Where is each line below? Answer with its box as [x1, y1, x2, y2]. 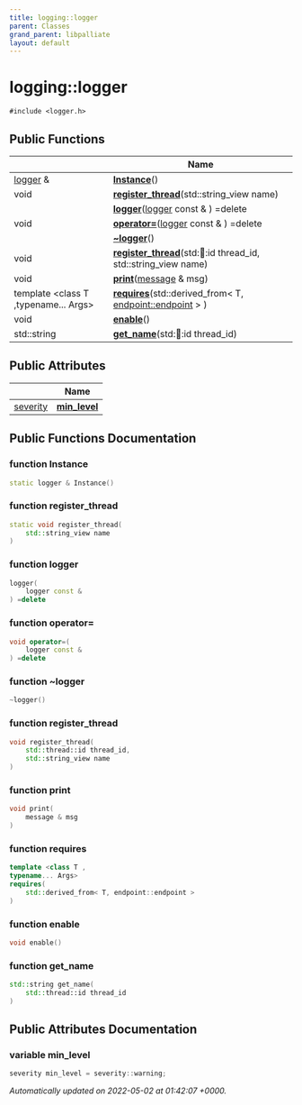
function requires [9, 842, 87, 854]
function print [9, 784, 71, 797]
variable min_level [9, 1049, 91, 1062]
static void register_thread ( [9, 520, 123, 529]
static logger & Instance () [9, 479, 115, 488]
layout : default [9, 38, 70, 48]
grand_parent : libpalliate [9, 30, 111, 39]
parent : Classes [9, 22, 70, 31]
